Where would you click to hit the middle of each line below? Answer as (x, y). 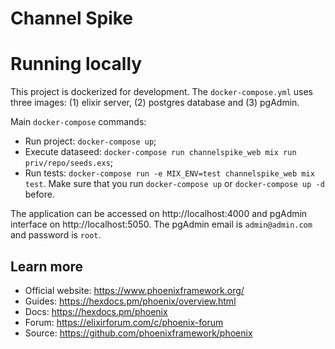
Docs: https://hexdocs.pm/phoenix (96, 311)
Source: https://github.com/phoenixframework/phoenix (138, 333)
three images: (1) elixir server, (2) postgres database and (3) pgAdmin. (155, 103)
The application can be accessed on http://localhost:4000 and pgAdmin (159, 214)
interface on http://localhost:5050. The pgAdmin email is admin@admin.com (161, 224)
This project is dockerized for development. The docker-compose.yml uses (161, 92)
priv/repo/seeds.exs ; (69, 163)
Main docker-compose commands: (78, 122)
